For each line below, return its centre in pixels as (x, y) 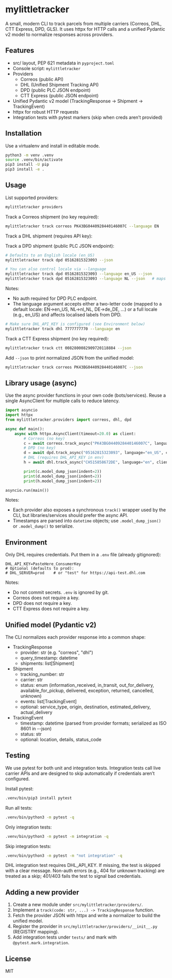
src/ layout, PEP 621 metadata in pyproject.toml (63, 63)
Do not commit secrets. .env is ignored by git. (61, 593)
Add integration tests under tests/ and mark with (64, 937)
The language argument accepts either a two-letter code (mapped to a (87, 304)
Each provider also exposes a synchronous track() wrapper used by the (89, 510)
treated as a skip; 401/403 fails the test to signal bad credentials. (74, 876)
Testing (18, 756)
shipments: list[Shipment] (47, 663)
